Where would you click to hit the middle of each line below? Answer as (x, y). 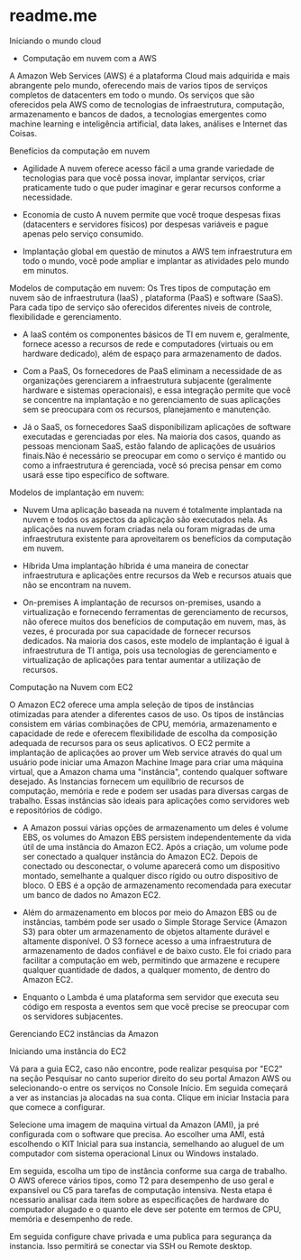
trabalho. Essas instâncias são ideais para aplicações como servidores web (150, 800)
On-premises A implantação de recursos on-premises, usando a (141, 602)
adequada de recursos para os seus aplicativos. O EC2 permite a (130, 742)
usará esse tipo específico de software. (96, 474)
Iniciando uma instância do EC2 (68, 1051)
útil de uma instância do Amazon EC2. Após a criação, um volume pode (155, 846)
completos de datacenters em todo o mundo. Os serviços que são (132, 95)
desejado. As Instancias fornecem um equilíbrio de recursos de (127, 781)
